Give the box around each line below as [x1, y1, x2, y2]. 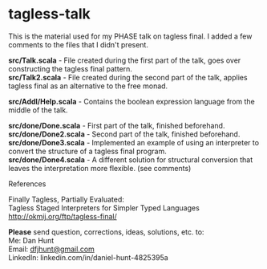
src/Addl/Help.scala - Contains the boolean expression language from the [8, 96, 255, 106]
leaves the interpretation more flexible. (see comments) [8, 163, 192, 173]
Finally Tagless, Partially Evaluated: [8, 194, 124, 204]
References [8, 178, 47, 189]
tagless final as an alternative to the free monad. [8, 81, 168, 91]
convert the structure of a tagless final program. [8, 146, 167, 156]
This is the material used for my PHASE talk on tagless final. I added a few [8, 31, 253, 41]
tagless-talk [8, 5, 91, 23]
